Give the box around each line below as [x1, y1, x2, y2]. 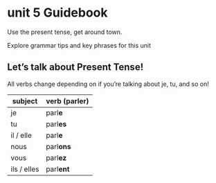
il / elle [10, 130, 33, 140]
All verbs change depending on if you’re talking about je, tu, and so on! [7, 80, 209, 88]
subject [12, 96, 38, 105]
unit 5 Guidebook [7, 5, 108, 21]
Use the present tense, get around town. [7, 28, 123, 36]
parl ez [46, 152, 67, 162]
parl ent [46, 164, 70, 174]
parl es [46, 119, 67, 129]
